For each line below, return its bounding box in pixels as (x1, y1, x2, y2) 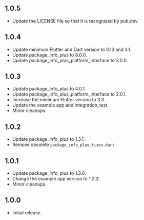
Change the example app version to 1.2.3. (12, 176, 100, 182)
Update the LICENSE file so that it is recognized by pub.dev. (12, 17, 139, 24)
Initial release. (12, 209, 42, 215)
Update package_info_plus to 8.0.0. (12, 51, 88, 58)
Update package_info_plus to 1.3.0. (12, 170, 87, 176)
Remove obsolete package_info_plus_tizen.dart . (12, 141, 116, 148)
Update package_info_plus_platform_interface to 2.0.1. (12, 91, 127, 97)
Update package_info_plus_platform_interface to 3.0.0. (12, 57, 128, 63)
